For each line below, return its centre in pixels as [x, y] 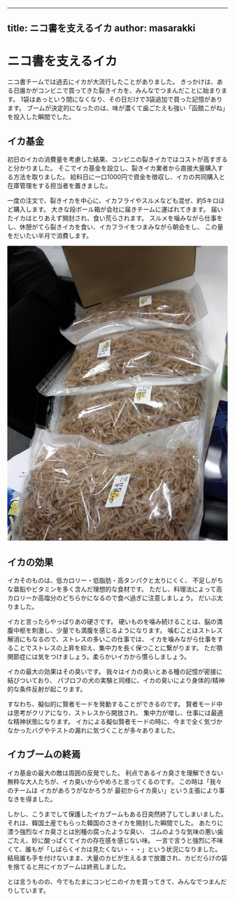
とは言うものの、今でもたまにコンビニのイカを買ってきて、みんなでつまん [114, 881]
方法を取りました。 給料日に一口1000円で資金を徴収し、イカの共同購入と [119, 177]
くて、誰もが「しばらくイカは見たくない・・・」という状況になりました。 [114, 849]
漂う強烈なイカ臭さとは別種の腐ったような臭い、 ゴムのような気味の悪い [112, 832]
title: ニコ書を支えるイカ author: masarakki [101, 28]
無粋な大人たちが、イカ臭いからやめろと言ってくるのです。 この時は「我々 [115, 781]
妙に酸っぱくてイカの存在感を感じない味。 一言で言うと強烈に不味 [127, 840]
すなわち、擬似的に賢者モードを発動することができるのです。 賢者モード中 [115, 704]
